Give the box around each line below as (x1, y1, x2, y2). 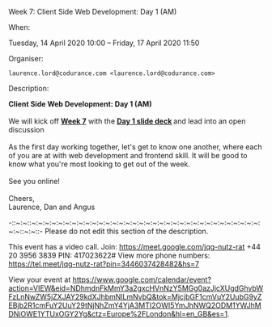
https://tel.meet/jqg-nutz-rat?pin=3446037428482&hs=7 (8, 259, 200, 269)
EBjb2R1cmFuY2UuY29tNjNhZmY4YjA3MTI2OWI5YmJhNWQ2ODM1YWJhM (8, 300, 261, 310)
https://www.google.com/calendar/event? (72, 275, 212, 284)
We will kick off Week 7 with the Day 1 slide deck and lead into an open (8, 116, 246, 126)
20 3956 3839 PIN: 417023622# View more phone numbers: (8, 250, 210, 260)
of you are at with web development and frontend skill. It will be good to (8, 151, 248, 160)
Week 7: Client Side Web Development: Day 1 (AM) (8, 7, 177, 16)
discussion (8, 125, 45, 134)
